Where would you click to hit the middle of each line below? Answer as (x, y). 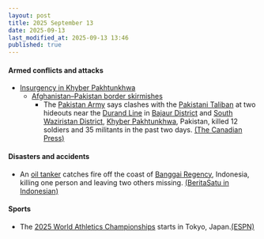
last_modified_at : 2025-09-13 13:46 (68, 38)
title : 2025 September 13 (51, 23)
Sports (20, 209)
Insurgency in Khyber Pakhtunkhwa (77, 88)
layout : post (30, 15)
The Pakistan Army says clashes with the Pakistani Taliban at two (149, 104)
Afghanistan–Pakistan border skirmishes (97, 97)
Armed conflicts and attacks (56, 70)
